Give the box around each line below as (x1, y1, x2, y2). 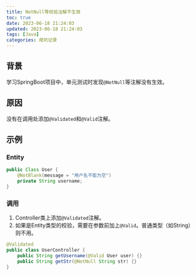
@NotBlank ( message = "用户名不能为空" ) (17, 172, 112, 179)
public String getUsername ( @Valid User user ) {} (17, 252, 143, 258)
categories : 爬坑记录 (6, 37, 58, 43)
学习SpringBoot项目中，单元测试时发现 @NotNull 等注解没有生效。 (6, 78, 168, 86)
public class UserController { (6, 247, 86, 253)
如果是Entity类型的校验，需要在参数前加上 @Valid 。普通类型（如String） (15, 222, 194, 229)
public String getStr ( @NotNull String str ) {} (17, 258, 137, 264)
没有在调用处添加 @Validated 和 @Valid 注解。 (6, 115, 114, 122)
